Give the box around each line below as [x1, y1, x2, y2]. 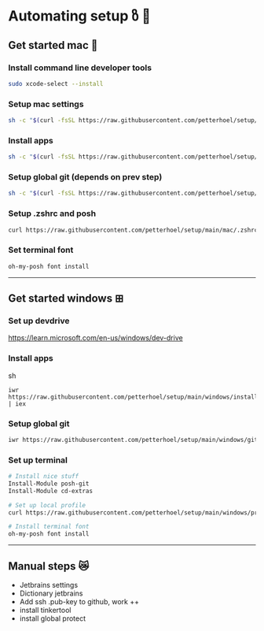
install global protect [19, 614, 86, 623]
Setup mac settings [8, 98, 84, 109]
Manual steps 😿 [8, 559, 90, 573]
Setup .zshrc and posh [8, 208, 97, 219]
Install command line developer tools [8, 62, 152, 73]
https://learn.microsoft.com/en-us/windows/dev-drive [8, 333, 183, 343]
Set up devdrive [8, 315, 70, 326]
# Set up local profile [8, 501, 86, 509]
